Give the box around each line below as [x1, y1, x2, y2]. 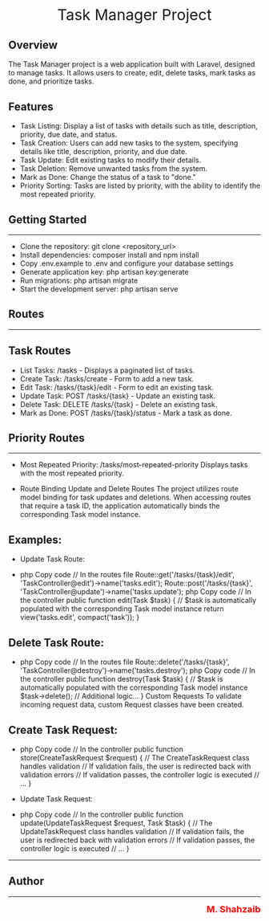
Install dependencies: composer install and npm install [19, 251, 199, 260]
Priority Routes [8, 431, 86, 445]
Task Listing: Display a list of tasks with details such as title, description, [19, 121, 258, 131]
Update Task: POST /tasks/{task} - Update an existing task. [19, 391, 216, 401]
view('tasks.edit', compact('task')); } [19, 613, 140, 622]
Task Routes [8, 344, 71, 358]
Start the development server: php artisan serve [19, 284, 179, 294]
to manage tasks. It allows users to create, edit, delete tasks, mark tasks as [8, 68, 256, 78]
